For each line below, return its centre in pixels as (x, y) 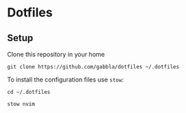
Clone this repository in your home (56, 54)
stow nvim (21, 104)
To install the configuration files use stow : (66, 79)
